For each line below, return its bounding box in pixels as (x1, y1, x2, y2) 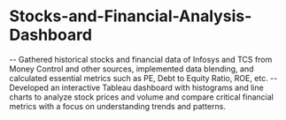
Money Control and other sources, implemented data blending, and (9, 64, 254, 74)
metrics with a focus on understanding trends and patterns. (9, 101, 226, 111)
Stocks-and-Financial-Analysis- (9, 6, 252, 26)
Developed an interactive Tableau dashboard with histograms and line (9, 82, 264, 93)
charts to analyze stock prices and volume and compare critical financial (9, 91, 274, 102)
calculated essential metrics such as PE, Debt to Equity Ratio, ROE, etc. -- (9, 72, 278, 83)
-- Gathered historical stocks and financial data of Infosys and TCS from (9, 54, 273, 64)
